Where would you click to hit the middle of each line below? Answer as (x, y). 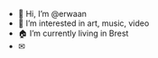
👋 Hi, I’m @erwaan (52, 14)
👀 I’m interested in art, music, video (84, 23)
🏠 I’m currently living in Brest (73, 33)
